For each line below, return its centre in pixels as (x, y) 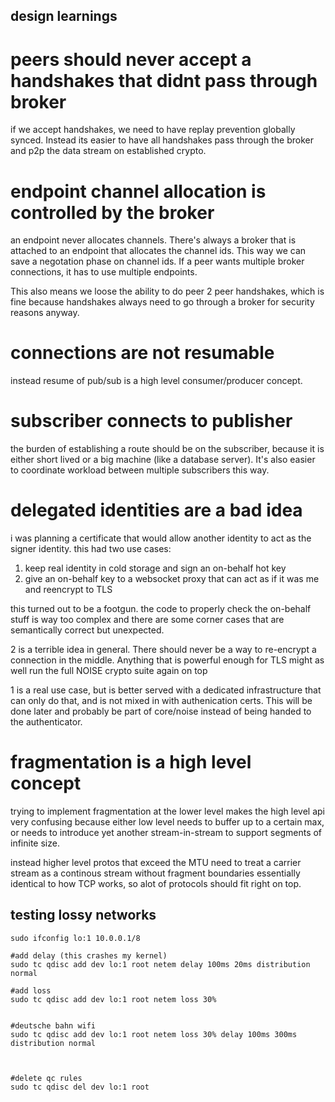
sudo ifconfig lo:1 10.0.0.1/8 (75, 938)
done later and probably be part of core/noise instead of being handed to (161, 711)
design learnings (64, 16)
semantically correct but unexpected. (87, 630)
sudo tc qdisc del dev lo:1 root (80, 1087)
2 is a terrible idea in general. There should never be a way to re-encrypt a (163, 650)
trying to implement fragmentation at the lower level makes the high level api (167, 811)
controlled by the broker (112, 212)
